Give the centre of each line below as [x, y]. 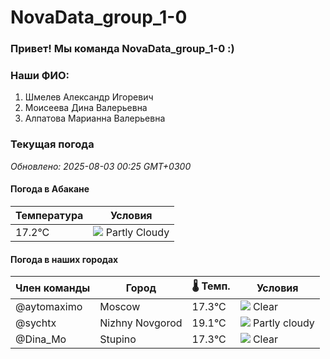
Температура [49, 215]
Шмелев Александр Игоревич [89, 97]
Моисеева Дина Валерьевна [86, 108]
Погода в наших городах [64, 259]
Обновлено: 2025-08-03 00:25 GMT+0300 [101, 166]
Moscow [120, 307]
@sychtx [36, 323]
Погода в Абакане [50, 189]
